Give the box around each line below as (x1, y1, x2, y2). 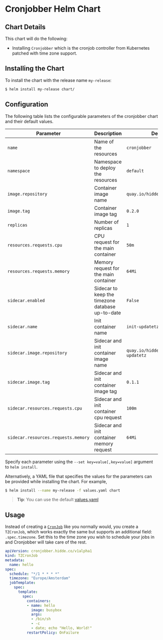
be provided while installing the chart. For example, (5, 478, 108, 484)
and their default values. (5, 118, 54, 124)
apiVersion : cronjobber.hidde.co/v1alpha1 (5, 549, 92, 554)
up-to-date (94, 309, 121, 316)
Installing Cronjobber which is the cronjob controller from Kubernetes (12, 45, 150, 51)
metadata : (5, 558, 25, 563)
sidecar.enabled (7, 298, 45, 303)
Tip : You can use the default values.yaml (16, 497, 98, 503)
